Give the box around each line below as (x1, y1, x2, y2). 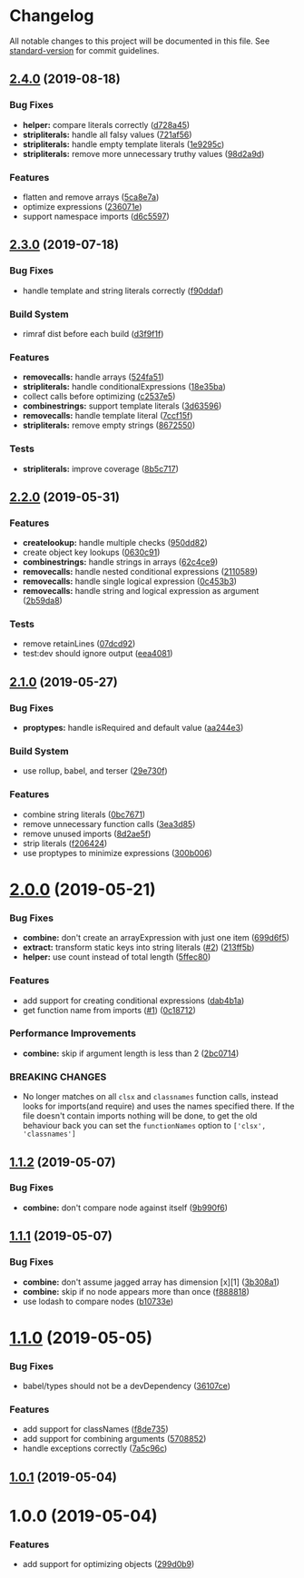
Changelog (9, 5, 94, 26)
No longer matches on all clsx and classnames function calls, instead (22, 1091, 279, 1102)
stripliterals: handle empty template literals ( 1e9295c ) (22, 138, 225, 150)
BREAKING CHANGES (9, 1070, 107, 1083)
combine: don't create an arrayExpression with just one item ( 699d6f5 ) (22, 932, 290, 943)
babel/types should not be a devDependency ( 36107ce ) (22, 1381, 231, 1391)
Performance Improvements (9, 1027, 137, 1040)
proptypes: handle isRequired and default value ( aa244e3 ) (22, 723, 244, 734)
